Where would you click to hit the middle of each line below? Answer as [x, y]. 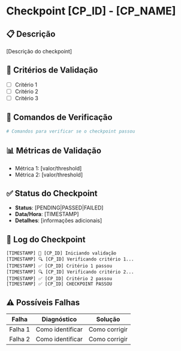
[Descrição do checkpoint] [39, 51]
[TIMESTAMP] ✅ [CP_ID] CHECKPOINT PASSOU [59, 284]
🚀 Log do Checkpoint [46, 239]
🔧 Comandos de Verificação [59, 117]
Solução [108, 319]
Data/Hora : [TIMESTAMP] [47, 214]
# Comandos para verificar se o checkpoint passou [71, 131]
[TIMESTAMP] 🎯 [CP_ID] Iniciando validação [61, 253]
